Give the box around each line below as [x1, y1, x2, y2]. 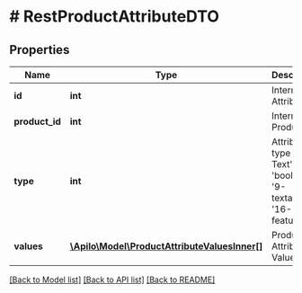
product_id [13, 115, 61, 128]
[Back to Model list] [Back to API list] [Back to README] [9, 274, 216, 285]
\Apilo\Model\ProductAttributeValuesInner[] [69, 240, 263, 253]
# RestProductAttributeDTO [9, 6, 220, 27]
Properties [9, 42, 70, 58]
